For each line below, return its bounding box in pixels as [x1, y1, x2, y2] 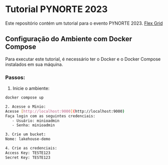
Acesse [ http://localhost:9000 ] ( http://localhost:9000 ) [5, 109, 125, 114]
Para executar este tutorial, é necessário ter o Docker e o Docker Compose [5, 56, 161, 62]
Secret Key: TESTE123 [5, 155, 51, 160]
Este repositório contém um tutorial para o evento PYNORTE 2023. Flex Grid [5, 20, 163, 26]
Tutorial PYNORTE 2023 [5, 4, 108, 15]
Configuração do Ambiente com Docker [5, 35, 132, 43]
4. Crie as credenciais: [5, 146, 57, 151]
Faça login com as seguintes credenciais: [5, 113, 96, 119]
